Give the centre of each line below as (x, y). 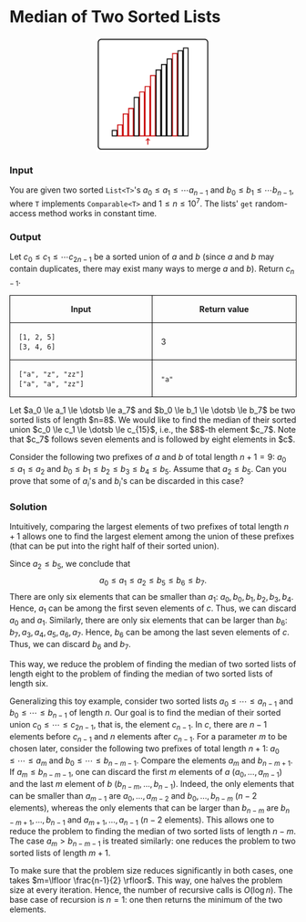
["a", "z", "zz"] (51, 375)
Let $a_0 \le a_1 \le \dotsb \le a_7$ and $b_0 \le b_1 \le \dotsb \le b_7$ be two (153, 410)
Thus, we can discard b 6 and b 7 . (71, 645)
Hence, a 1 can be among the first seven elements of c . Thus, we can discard (153, 609)
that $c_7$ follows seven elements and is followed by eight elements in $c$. (153, 439)
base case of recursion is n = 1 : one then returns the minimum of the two (146, 900)
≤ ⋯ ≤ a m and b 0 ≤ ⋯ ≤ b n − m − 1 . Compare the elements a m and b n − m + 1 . (151, 761)
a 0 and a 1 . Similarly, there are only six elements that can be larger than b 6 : (149, 621)
